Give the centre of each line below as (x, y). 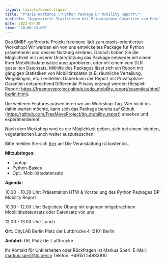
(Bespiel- (137, 84)
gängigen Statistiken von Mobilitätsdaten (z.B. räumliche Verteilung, (74, 73)
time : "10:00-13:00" (26, 28)
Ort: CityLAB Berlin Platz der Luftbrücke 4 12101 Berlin (60, 231)
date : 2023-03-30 (23, 23)
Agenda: (14, 183)
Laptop (19, 163)
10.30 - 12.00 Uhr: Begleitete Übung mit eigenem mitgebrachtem (70, 207)
